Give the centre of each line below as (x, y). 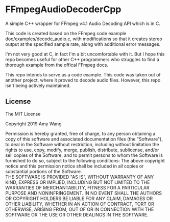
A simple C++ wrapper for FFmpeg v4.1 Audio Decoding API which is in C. (83, 23)
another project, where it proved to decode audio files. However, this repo (83, 80)
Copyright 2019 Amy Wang (33, 124)
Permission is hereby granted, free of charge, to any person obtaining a (80, 133)
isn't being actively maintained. (38, 86)
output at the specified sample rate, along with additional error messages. (83, 44)
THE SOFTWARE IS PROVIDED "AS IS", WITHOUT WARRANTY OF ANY (80, 177)
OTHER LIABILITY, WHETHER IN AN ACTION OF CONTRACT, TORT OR (80, 204)
